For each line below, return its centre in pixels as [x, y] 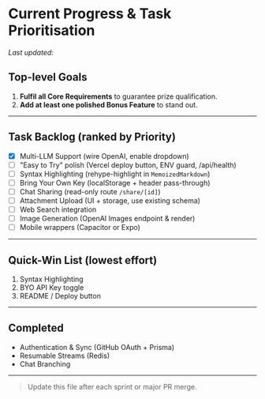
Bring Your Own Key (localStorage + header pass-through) [115, 183]
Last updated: [31, 52]
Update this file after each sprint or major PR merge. [112, 386]
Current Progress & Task [90, 14]
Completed [36, 328]
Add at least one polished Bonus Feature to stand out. [109, 104]
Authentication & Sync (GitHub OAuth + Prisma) [97, 347]
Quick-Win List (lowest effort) [83, 260]
